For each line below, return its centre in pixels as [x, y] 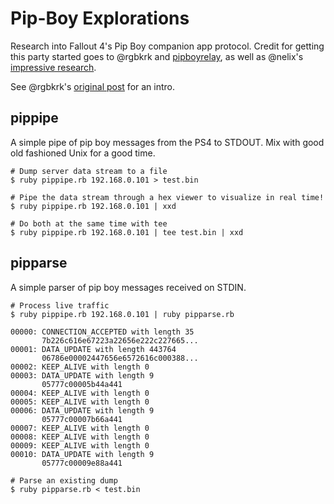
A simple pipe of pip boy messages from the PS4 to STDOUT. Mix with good [167, 142]
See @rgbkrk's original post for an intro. [93, 86]
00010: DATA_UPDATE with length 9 [82, 454]
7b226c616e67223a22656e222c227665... [120, 340]
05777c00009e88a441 [82, 463]
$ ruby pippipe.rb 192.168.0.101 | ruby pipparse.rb [122, 314]
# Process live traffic [60, 305]
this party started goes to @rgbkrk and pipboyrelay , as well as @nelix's [157, 56]
